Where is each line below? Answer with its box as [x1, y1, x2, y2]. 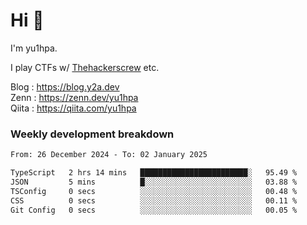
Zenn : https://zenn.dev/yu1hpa [10, 91, 139, 103]
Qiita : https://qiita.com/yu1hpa [10, 102, 137, 114]
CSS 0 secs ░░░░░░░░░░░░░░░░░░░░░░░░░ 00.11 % [10, 195, 298, 206]
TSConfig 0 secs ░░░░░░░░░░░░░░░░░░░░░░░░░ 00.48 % [10, 186, 298, 196]
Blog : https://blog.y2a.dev [10, 80, 120, 93]
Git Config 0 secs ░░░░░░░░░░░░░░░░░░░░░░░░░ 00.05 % [10, 205, 298, 215]
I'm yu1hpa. [10, 42, 58, 54]
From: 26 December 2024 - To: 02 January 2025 [10, 150, 208, 160]
